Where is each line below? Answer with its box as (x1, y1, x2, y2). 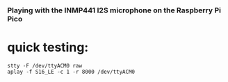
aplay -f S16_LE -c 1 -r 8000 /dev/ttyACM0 (7, 68, 136, 75)
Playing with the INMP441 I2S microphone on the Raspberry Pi (7, 6, 221, 15)
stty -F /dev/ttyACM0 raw (7, 62, 82, 69)
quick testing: (7, 40, 89, 55)
